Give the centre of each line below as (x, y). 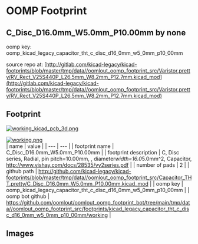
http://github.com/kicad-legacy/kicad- (85, 171)
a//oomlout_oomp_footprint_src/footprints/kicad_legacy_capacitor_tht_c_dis (98, 209)
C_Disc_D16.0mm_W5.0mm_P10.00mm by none (96, 33)
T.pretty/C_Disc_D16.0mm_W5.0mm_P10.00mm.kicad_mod (77, 183)
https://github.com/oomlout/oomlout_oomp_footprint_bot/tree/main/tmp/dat (98, 202)
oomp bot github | (28, 196)
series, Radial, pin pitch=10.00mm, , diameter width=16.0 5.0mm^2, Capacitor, (99, 159)
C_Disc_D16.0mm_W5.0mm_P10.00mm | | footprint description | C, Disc (93, 152)
